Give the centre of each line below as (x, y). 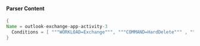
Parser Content (25, 8)
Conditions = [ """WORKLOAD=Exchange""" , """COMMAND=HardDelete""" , (99, 32)
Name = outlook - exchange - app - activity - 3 (57, 27)
